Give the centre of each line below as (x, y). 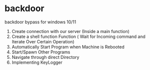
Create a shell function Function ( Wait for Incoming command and (78, 36)
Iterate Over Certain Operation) (43, 41)
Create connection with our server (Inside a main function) (71, 31)
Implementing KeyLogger (37, 62)
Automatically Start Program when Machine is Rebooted (68, 47)
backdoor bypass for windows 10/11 (40, 22)
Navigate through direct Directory (45, 57)
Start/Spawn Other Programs (41, 52)
